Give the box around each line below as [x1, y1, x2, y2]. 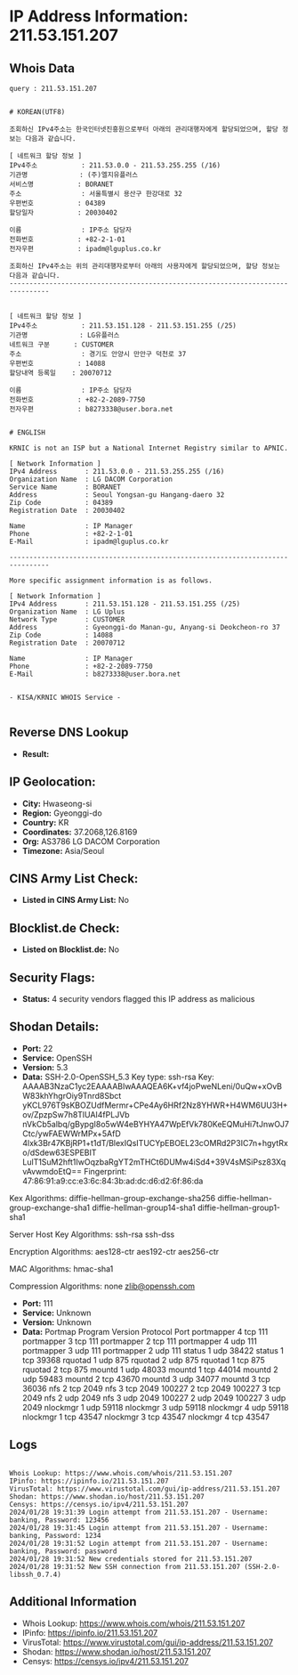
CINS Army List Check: [9, 871, 139, 887]
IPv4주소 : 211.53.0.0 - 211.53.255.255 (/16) [9, 161, 221, 170]
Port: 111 [21, 1297, 53, 1308]
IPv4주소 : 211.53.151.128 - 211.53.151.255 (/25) [9, 321, 238, 330]
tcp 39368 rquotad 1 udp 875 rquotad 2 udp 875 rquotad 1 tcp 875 [21, 1354, 265, 1365]
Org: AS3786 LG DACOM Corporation [21, 835, 160, 847]
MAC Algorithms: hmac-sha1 [9, 1263, 114, 1274]
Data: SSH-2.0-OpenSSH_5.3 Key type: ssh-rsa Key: [21, 1071, 215, 1082]
